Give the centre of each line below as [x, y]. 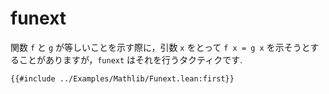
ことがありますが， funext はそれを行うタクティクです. [130, 59]
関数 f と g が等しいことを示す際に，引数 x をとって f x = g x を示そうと [160, 47]
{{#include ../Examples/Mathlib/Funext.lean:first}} [122, 78]
